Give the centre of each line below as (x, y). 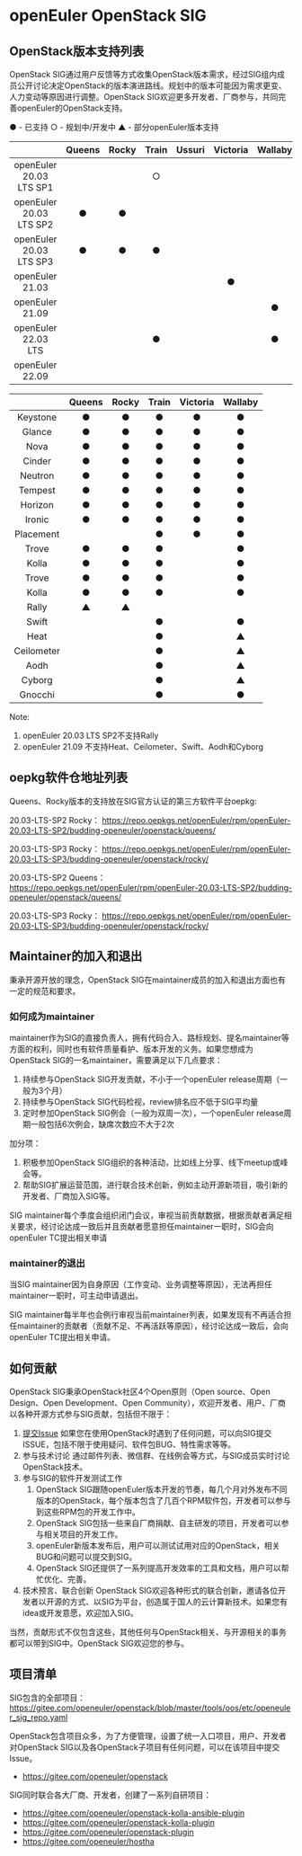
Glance (37, 432)
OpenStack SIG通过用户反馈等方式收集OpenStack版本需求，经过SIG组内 (143, 74)
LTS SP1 (36, 187)
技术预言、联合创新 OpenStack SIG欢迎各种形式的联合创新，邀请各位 (150, 1591)
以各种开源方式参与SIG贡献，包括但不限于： (91, 1414)
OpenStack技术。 (55, 1467)
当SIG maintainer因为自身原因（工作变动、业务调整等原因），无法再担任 (141, 1284)
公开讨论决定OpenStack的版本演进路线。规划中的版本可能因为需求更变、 (151, 85)
